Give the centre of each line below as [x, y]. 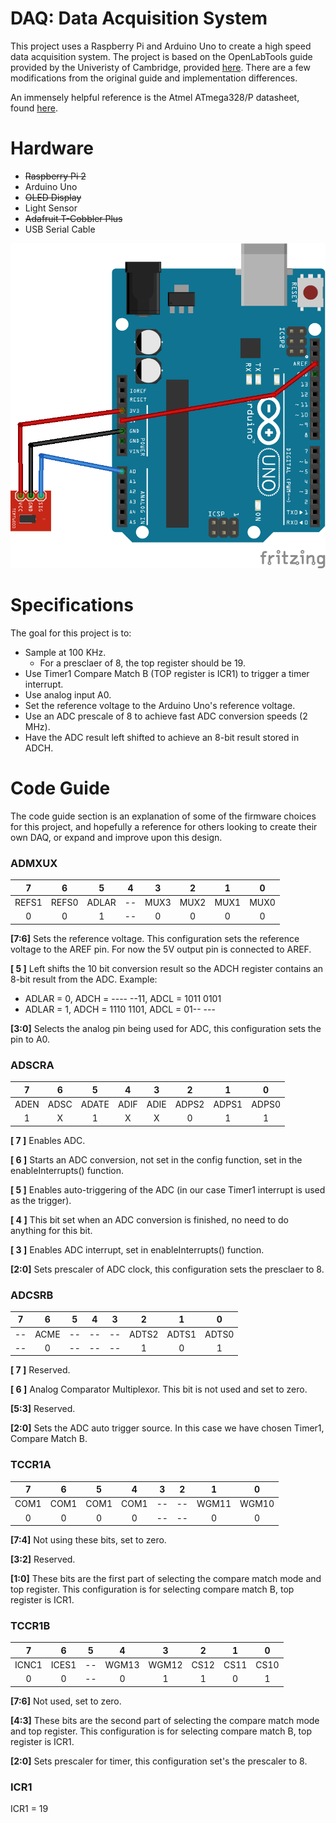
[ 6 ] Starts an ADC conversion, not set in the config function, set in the [156, 1159]
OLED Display [53, 197]
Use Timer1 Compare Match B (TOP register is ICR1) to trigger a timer [167, 674]
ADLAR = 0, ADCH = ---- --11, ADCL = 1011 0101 [123, 998]
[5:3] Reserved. [43, 1409]
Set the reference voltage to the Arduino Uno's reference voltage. [160, 706]
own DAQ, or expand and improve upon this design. [116, 837]
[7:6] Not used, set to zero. [66, 1701]
